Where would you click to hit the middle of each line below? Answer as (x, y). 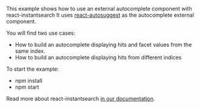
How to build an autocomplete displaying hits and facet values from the (103, 45)
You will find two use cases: (41, 33)
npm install (29, 81)
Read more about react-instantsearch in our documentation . (81, 99)
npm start (27, 87)
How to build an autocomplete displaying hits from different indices (98, 57)
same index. (30, 51)
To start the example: (33, 69)
